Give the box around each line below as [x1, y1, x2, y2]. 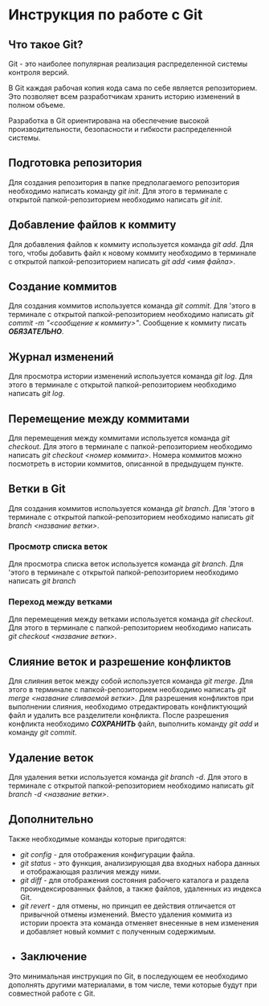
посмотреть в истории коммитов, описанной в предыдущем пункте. [8, 459, 244, 468]
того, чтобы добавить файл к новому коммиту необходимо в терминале [8, 248, 257, 258]
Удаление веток [8, 751, 94, 765]
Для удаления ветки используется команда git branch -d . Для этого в [8, 773, 248, 782]
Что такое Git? [8, 38, 84, 52]
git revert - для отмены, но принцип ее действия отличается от [19, 901, 236, 910]
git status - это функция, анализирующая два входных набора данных [19, 858, 260, 868]
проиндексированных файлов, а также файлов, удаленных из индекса [19, 884, 262, 893]
